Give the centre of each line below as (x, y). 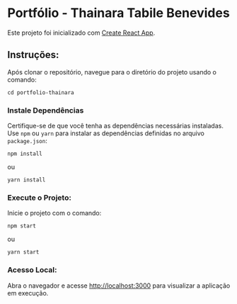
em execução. (28, 293)
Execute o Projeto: (40, 198)
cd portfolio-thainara (41, 92)
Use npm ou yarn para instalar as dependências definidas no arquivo (106, 133)
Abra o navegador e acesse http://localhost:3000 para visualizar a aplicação (119, 286)
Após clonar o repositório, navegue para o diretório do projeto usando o (112, 72)
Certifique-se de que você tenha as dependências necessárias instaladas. (116, 126)
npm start (22, 226)
